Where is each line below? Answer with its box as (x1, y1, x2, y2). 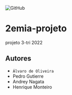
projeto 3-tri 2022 (5, 39, 43, 45)
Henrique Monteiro (12, 84, 52, 90)
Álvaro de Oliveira (12, 69, 54, 74)
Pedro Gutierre (12, 73, 44, 79)
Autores (5, 54, 31, 63)
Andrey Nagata (12, 78, 45, 84)
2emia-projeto (5, 23, 67, 35)
